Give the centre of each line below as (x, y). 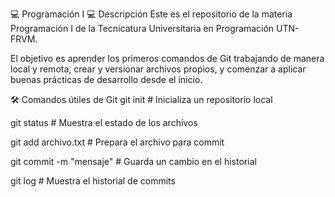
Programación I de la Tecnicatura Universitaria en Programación (142, 28)
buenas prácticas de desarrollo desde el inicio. (106, 79)
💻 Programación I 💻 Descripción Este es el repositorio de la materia (151, 14)
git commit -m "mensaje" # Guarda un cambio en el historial (133, 161)
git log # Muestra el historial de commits (93, 181)
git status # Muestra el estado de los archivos (104, 122)
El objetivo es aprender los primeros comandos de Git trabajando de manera (167, 58)
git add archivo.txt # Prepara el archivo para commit (117, 142)
